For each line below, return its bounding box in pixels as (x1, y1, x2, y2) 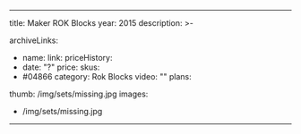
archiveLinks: (9, 35, 59, 46)
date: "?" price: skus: (21, 62, 100, 72)
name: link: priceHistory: (21, 53, 113, 63)
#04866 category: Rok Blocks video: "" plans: (21, 71, 193, 81)
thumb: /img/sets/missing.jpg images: (9, 88, 149, 99)
